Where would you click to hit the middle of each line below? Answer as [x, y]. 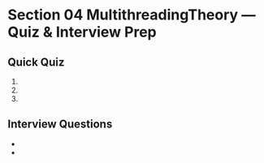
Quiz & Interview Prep [82, 32]
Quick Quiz [36, 62]
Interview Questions [60, 124]
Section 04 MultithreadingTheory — [132, 15]
